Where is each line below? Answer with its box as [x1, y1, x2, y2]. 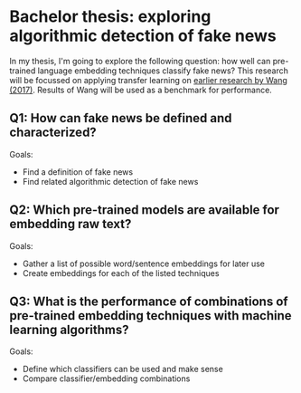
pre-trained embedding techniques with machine [9, 308, 292, 323]
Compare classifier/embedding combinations [22, 373, 191, 384]
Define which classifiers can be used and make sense [22, 364, 223, 375]
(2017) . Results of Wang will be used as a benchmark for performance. [9, 84, 273, 95]
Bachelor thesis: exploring [9, 6, 212, 27]
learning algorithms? [9, 321, 129, 337]
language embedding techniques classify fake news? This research [37, 65, 289, 76]
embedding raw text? [9, 216, 132, 232]
